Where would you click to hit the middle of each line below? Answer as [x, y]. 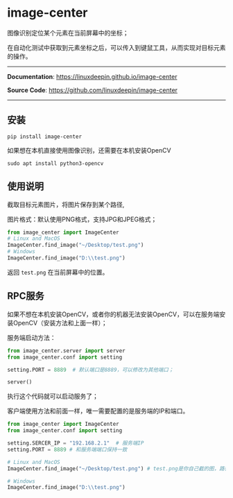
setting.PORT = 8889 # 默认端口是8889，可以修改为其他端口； [90, 370]
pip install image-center [44, 137]
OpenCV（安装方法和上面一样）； [60, 323]
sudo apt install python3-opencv [55, 163]
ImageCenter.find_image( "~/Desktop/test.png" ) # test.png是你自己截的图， [113, 469]
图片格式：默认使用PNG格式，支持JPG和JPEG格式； [82, 219]
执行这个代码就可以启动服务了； [53, 396]
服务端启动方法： [32, 337]
